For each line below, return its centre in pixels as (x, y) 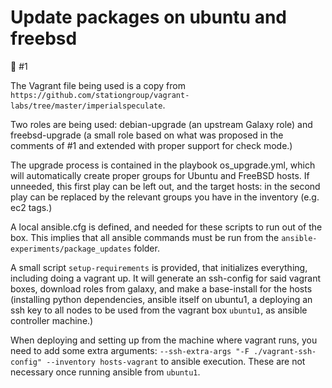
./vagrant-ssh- (285, 351)
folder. (146, 248)
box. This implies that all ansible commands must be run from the (145, 237)
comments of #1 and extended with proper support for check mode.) (151, 145)
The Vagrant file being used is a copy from (98, 85)
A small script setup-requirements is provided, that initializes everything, (159, 267)
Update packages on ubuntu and (149, 17)
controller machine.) (52, 320)
